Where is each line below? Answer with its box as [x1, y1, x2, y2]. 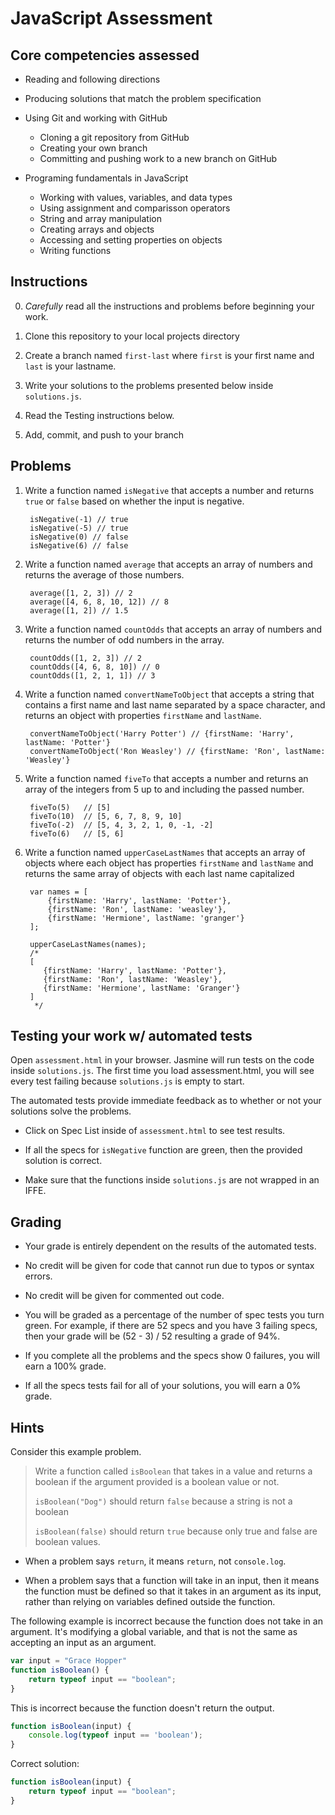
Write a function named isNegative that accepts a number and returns [24, 484, 315, 496]
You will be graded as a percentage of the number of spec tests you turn [24, 1309, 325, 1321]
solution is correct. [24, 1155, 103, 1167]
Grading [10, 1213, 62, 1231]
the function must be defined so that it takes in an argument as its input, [24, 1585, 322, 1597]
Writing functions [39, 245, 112, 256]
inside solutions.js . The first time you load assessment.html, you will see [10, 1065, 315, 1077]
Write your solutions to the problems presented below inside [24, 379, 274, 391]
